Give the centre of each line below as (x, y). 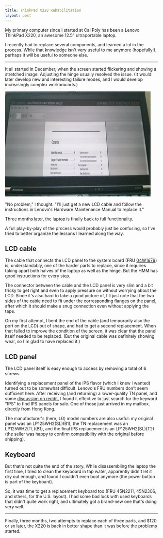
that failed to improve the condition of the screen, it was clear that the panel (81, 331)
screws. (13, 374)
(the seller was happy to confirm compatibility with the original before (74, 434)
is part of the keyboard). (29, 481)
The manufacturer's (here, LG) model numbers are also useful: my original (79, 419)
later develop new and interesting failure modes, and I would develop (74, 79)
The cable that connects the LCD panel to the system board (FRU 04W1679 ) (81, 260)
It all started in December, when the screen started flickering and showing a (81, 69)
